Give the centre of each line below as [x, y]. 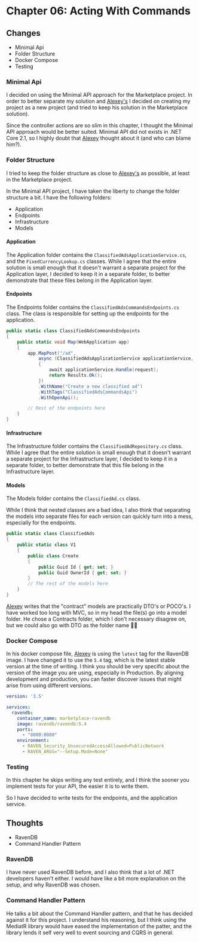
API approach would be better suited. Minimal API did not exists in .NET [94, 132]
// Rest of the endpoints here [67, 408]
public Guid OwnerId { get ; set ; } [82, 573]
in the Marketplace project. [39, 179]
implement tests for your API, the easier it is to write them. [78, 786]
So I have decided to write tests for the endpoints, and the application [92, 798]
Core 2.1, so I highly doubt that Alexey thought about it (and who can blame [99, 138]
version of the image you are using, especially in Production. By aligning [95, 673]
